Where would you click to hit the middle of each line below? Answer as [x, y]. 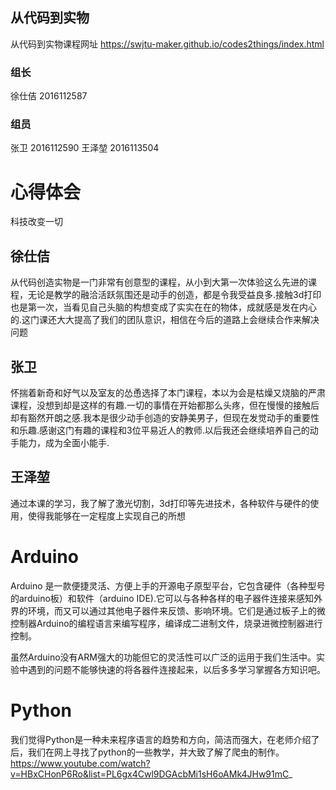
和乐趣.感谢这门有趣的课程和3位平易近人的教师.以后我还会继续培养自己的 [160, 430]
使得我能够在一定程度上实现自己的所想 [106, 515]
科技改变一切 [36, 222]
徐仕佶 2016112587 [49, 96]
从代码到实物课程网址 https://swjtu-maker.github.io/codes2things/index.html [167, 44]
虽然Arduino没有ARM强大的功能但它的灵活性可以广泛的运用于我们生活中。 [163, 657]
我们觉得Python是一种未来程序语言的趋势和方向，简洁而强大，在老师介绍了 [165, 739]
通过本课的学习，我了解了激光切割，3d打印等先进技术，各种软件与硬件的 [160, 503]
